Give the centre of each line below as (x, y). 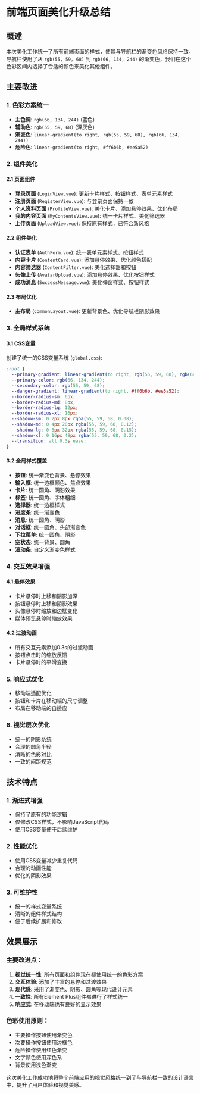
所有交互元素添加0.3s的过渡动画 (54, 647)
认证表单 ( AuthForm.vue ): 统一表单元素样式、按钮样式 (79, 252)
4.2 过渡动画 (21, 633)
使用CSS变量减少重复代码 (46, 860)
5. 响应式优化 (25, 679)
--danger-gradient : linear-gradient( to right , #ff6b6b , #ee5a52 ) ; (96, 391)
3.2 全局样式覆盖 (27, 461)
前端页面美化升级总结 (59, 12)
